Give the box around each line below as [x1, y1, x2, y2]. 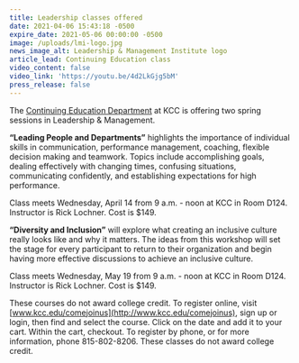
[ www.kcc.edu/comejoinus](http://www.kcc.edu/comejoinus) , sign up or [9, 307, 277, 318]
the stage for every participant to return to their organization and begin [9, 243, 272, 254]
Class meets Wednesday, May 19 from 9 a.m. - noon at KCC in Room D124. [9, 270, 286, 281]
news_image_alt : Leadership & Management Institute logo [9, 47, 228, 56]
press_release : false [9, 80, 91, 89]
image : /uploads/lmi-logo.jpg [9, 38, 123, 48]
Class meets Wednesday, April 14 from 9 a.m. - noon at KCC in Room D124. [9, 197, 288, 208]
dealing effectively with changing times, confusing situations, [9, 160, 237, 171]
